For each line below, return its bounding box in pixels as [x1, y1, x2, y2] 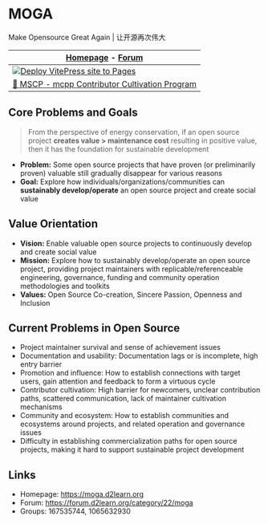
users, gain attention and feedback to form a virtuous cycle [19, 376, 216, 386]
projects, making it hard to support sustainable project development [19, 445, 245, 454]
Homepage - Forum [65, 51, 144, 63]
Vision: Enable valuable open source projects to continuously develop [19, 238, 253, 248]
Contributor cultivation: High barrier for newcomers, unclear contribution [19, 385, 261, 395]
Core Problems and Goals [8, 106, 138, 120]
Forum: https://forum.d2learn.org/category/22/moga [19, 498, 194, 508]
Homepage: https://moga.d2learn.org [19, 489, 144, 499]
